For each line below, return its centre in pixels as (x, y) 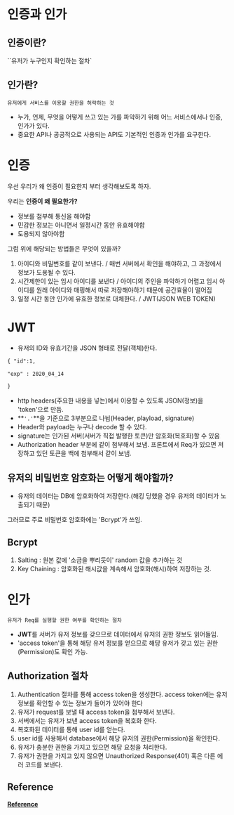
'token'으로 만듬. (41, 410)
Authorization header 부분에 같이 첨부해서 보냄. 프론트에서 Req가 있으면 (117, 445)
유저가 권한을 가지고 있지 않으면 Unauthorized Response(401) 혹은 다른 (116, 755)
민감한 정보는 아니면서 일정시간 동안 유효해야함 (81, 225)
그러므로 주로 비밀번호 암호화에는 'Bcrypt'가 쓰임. (75, 520)
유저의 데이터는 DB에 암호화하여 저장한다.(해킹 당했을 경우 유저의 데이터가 (118, 496)
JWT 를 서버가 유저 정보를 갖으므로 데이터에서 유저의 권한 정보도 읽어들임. (118, 634)
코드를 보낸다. (44, 764)
